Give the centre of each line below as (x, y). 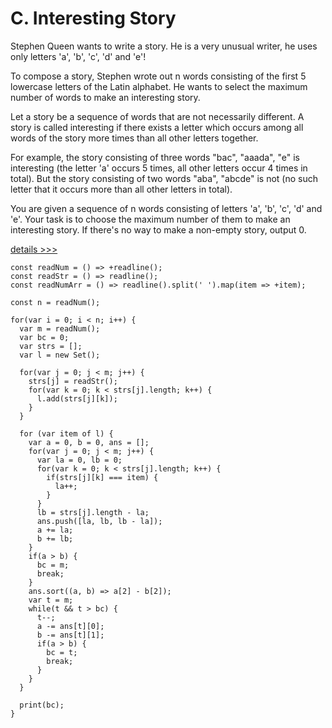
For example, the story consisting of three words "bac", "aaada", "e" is (155, 157)
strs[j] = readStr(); (73, 381)
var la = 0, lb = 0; (79, 460)
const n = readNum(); (55, 302)
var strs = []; (51, 346)
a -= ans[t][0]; (70, 626)
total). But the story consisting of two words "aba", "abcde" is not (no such (164, 178)
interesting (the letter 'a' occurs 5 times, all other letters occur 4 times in (159, 168)
